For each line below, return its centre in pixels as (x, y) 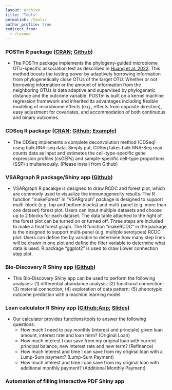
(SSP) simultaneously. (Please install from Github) (65, 164)
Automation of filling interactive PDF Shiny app (65, 381)
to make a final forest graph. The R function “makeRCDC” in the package (90, 226)
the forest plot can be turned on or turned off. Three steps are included (88, 221)
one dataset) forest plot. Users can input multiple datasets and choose (87, 210)
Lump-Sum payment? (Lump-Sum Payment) (67, 357)
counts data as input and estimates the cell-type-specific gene (79, 153)
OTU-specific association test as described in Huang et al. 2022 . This (87, 69)
